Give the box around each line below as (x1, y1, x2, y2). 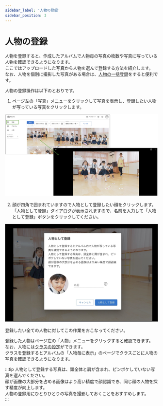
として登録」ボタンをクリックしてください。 (12, 214, 101, 220)
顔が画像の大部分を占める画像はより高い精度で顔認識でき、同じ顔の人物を (5, 379, 154, 385)
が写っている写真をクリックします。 (12, 104, 84, 110)
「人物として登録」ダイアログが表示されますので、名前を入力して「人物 (12, 207, 157, 214)
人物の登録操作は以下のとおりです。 (5, 88, 77, 93)
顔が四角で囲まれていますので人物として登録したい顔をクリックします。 (12, 202, 156, 207)
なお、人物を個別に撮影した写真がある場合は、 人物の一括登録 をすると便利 (5, 71, 154, 77)
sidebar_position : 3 (5, 13, 47, 18)
